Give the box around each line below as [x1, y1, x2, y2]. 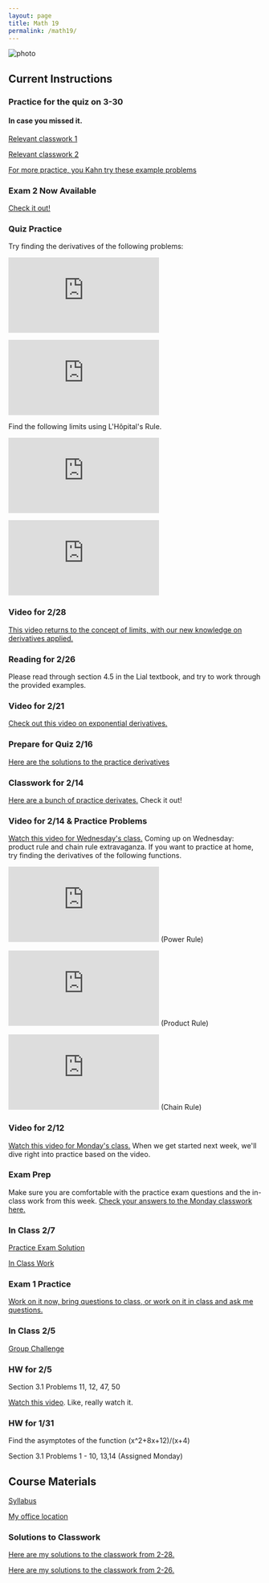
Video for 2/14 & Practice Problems [8, 815, 148, 826]
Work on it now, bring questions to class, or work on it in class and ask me [8, 1297, 254, 1307]
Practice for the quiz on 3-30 [8, 96, 124, 107]
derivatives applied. [8, 633, 74, 643]
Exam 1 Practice [8, 1278, 71, 1290]
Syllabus [8, 1496, 37, 1506]
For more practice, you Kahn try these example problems [8, 165, 197, 174]
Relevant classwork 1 [8, 133, 78, 143]
